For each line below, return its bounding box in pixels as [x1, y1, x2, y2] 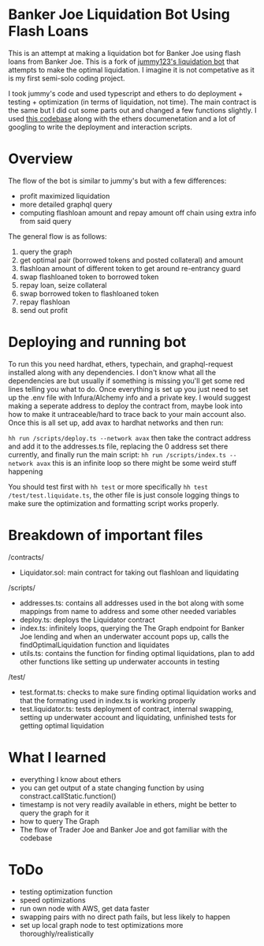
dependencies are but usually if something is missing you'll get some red [8, 376, 245, 385]
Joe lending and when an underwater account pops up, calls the [19, 631, 229, 641]
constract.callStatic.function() [19, 791, 117, 801]
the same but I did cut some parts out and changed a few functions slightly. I [8, 105, 258, 115]
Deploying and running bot [8, 333, 187, 352]
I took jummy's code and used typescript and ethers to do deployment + [8, 88, 243, 98]
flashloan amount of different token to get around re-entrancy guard [19, 263, 241, 273]
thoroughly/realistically [19, 929, 95, 938]
